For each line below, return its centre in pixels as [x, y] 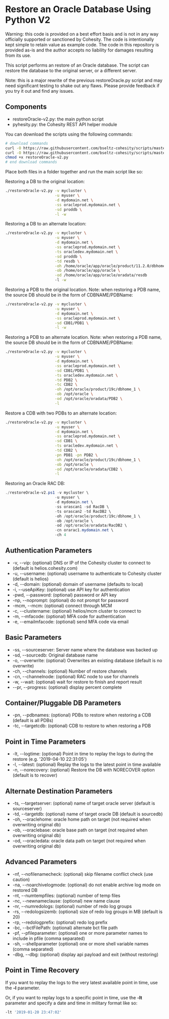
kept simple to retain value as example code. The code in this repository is [82, 44]
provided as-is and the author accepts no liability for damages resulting [79, 50]
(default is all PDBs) [33, 721]
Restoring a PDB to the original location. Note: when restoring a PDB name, [83, 289]
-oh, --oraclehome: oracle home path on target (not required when [81, 819]
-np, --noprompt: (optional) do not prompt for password [70, 600]
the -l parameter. [23, 988]
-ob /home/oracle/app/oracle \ [88, 271]
